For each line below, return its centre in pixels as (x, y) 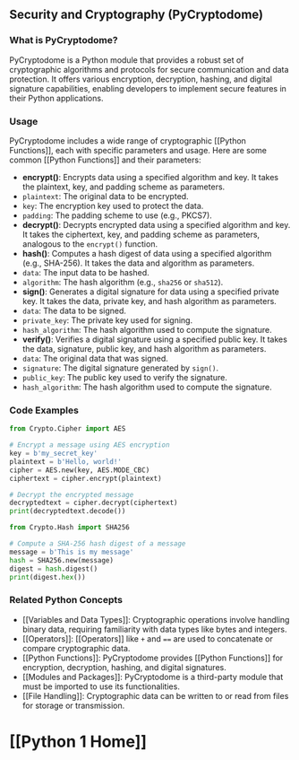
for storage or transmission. (73, 705)
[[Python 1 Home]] (78, 742)
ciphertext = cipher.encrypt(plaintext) (86, 478)
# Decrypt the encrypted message (72, 494)
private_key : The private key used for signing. (107, 320)
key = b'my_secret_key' (54, 454)
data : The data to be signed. (74, 310)
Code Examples (44, 410)
